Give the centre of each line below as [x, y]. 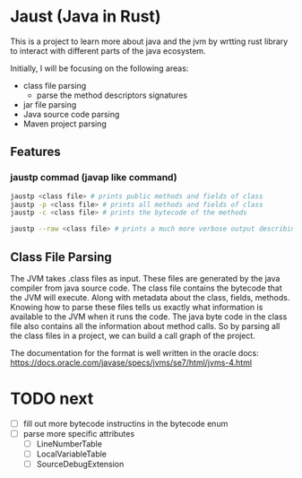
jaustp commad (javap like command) [94, 178]
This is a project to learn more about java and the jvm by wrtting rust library [149, 41]
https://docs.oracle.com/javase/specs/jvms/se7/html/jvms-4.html [131, 362]
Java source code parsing [71, 114]
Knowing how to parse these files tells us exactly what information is [137, 307]
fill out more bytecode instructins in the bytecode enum [125, 423]
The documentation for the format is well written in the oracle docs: [134, 352]
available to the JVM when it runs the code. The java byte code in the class [149, 317]
